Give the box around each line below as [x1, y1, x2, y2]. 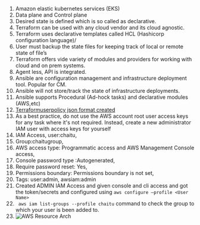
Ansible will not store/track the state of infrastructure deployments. [15, 87, 180, 94]
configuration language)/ [15, 37, 77, 43]
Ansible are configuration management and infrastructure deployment [15, 74, 187, 82]
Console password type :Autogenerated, [15, 157, 115, 164]
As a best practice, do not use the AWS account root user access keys [15, 112, 189, 120]
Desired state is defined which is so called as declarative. [15, 18, 157, 24]
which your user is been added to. [15, 207, 100, 213]
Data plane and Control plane [15, 11, 87, 18]
